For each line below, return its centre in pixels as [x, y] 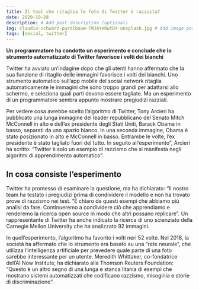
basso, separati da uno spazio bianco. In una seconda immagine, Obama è [97, 130]
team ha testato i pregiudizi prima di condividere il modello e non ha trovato [98, 195]
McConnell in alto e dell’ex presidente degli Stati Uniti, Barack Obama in [93, 124]
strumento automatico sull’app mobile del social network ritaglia [84, 81]
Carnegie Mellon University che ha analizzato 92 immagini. [78, 226]
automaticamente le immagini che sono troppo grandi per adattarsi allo [92, 87]
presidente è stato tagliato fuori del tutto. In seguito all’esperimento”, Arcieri [98, 143]
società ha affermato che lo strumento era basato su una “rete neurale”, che [99, 244]
